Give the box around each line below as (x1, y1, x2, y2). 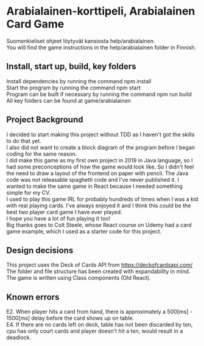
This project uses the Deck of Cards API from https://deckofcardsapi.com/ (6, 261, 193, 269)
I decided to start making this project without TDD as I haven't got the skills (6, 131, 195, 138)
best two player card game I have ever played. (6, 208, 123, 215)
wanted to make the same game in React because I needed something (6, 182, 183, 190)
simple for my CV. (6, 189, 51, 196)
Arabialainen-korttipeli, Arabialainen (6, 4, 195, 18)
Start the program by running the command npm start (6, 84, 141, 91)
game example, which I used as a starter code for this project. (6, 227, 162, 235)
